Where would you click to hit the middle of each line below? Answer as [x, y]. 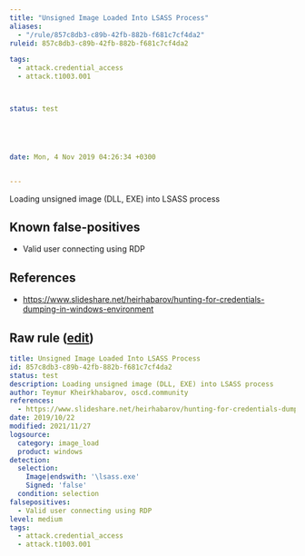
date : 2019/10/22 [42, 418]
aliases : [26, 26]
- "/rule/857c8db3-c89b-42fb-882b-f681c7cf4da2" [111, 35]
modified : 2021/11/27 [50, 427]
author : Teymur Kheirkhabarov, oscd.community [99, 392]
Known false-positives [75, 228]
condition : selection [59, 494]
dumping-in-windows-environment [88, 309]
